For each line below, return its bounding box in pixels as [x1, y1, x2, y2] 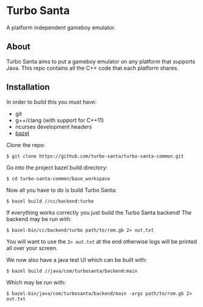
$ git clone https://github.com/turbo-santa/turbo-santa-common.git [6, 153, 184, 159]
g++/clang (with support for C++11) [15, 117, 104, 124]
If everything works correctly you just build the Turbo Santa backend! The [6, 209, 192, 216]
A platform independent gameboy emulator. [6, 24, 116, 31]
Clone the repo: [6, 141, 46, 148]
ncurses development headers [15, 123, 93, 130]
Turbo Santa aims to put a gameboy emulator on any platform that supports [6, 57, 196, 65]
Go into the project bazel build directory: [6, 164, 108, 171]
